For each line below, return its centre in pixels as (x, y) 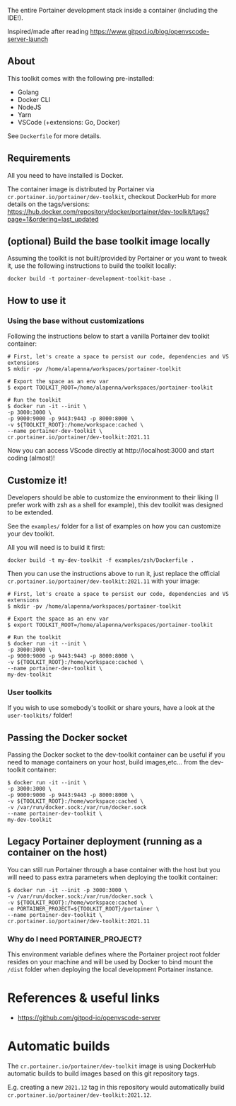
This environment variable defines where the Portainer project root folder (114, 954)
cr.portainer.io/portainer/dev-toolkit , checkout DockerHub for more (112, 196)
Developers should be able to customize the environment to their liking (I (113, 497)
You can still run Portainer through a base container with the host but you (114, 869)
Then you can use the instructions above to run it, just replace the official (114, 573)
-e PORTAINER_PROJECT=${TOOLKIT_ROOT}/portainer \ (83, 909)
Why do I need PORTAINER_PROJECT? (75, 939)
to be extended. (30, 512)
